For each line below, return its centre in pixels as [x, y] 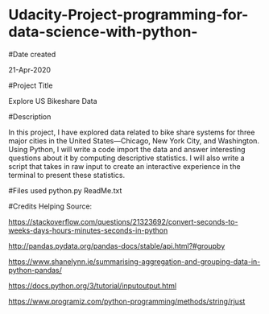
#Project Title [31, 85]
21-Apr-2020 [29, 69]
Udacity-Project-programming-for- [128, 15]
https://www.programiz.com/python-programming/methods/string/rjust [127, 301]
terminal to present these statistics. [67, 175]
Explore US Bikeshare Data [53, 101]
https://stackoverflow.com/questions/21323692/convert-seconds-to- [123, 221]
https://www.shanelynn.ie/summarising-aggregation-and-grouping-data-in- [134, 261]
